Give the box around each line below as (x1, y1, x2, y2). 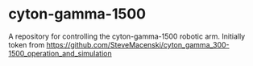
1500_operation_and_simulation (8, 48, 112, 58)
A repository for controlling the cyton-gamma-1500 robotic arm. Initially (8, 31, 246, 41)
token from (8, 39, 45, 49)
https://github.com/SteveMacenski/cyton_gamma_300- (46, 39, 230, 49)
